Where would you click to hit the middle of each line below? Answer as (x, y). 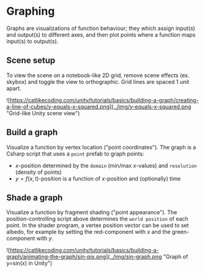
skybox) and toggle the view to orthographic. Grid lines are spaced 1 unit (98, 81)
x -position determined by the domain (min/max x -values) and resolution (106, 165)
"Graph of (176, 257)
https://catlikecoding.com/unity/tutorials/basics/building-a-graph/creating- (104, 100)
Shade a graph (35, 197)
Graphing (31, 11)
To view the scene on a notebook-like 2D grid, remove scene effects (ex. (98, 75)
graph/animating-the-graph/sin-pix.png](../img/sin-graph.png (84, 257)
